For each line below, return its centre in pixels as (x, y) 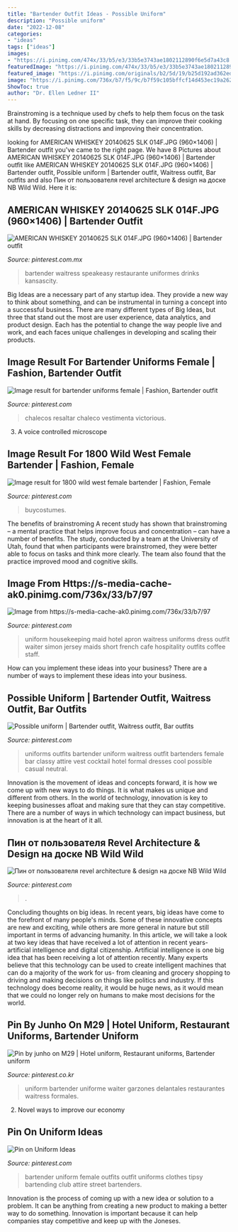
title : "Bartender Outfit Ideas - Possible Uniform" (87, 14)
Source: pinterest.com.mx (45, 259)
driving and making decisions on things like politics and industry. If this (110, 980)
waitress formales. (52, 1096)
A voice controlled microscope (62, 431)
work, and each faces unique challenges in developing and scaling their (112, 332)
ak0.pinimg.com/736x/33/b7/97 (80, 594)
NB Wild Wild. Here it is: (42, 188)
